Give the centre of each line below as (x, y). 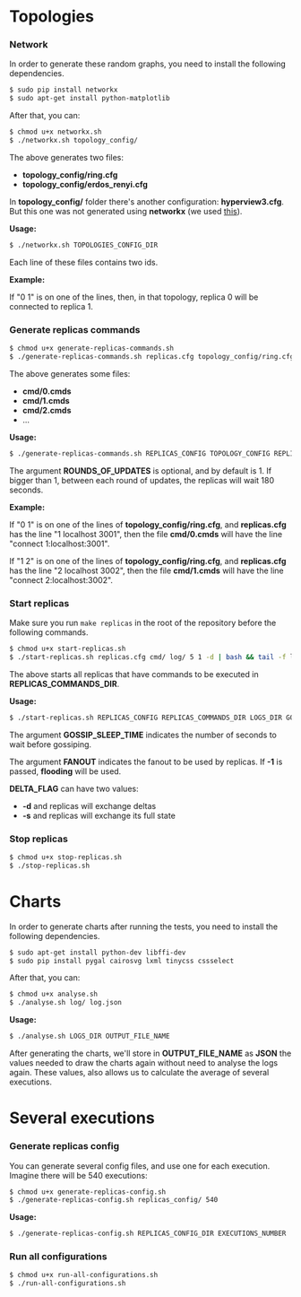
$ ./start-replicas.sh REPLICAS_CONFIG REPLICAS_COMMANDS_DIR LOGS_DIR (146, 718)
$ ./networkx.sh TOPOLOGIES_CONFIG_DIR (84, 245)
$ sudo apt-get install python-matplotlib (90, 99)
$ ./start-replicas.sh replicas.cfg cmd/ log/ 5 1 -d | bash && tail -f (148, 657)
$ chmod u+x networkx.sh (56, 132)
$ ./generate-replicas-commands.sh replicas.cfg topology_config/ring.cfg (152, 357)
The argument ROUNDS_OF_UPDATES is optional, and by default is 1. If (140, 470)
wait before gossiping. (51, 744)
